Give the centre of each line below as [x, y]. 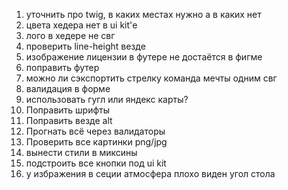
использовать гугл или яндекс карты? [107, 99]
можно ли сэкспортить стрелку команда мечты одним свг [151, 78]
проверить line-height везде [85, 46]
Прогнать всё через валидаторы [95, 131]
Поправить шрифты [68, 110]
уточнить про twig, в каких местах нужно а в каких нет [143, 14]
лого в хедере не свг [70, 35]
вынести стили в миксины [81, 152]
